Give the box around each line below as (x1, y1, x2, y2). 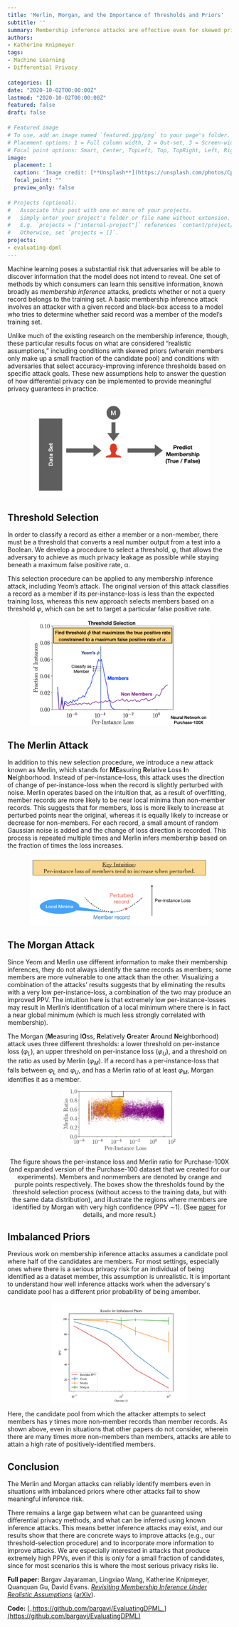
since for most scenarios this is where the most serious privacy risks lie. (7, 1561, 219, 1569)
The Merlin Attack (7, 739, 89, 751)
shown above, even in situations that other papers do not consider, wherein (7, 1425, 228, 1433)
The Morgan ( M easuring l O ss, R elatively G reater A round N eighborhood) (7, 1032, 219, 1041)
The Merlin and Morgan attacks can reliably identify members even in (7, 1479, 211, 1488)
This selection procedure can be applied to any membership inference (7, 574, 213, 583)
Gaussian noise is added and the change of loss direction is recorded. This (7, 826, 226, 835)
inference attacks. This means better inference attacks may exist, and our (7, 1523, 223, 1532)
